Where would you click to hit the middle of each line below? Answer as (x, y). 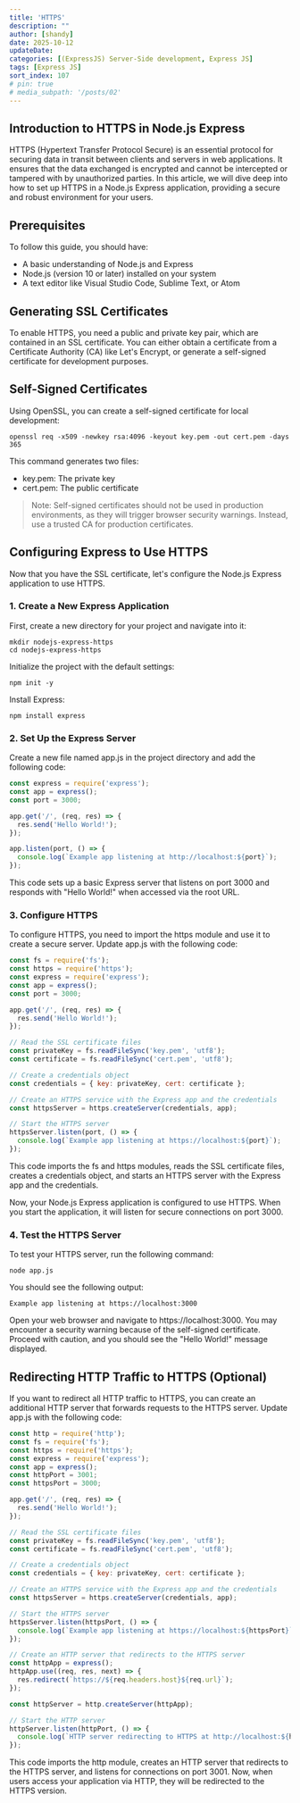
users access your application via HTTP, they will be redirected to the (137, 1782)
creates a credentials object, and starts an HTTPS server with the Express (145, 1175)
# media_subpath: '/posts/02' (66, 92)
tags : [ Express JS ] (46, 68)
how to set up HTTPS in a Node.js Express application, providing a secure (145, 188)
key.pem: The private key (69, 478)
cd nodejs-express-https (55, 650)
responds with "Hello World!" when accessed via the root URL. (125, 892)
